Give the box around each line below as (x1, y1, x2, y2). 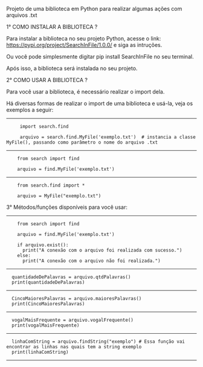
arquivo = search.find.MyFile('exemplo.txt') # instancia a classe (19, 134, 196, 140)
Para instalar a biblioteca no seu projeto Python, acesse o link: (6, 35, 161, 42)
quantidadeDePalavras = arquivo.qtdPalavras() (11, 274, 131, 280)
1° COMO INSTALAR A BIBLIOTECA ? (6, 24, 98, 30)
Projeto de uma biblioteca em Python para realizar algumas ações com (6, 5, 182, 12)
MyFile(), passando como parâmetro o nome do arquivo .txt (6, 139, 158, 145)
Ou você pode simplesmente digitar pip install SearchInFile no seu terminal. (6, 53, 195, 60)
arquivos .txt (6, 11, 37, 19)
